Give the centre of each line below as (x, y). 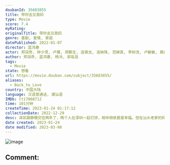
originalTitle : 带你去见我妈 (34, 33)
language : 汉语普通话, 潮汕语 (34, 94)
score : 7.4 (17, 24)
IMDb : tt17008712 (24, 99)
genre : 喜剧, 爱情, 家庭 (29, 38)
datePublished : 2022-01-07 (34, 43)
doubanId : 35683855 (26, 10)
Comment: (22, 157)
